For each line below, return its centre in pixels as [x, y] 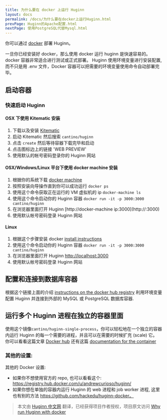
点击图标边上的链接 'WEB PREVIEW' [49, 149]
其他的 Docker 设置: [25, 367]
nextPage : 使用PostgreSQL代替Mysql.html [46, 28]
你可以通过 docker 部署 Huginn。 [39, 43]
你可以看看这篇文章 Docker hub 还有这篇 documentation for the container [81, 341]
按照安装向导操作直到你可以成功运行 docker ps [60, 186]
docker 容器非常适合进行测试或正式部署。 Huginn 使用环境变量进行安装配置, [83, 60]
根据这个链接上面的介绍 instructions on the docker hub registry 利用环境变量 [84, 292]
